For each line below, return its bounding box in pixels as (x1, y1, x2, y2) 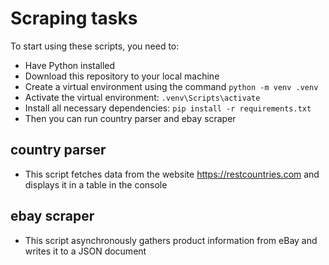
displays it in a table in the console (24, 178, 168, 191)
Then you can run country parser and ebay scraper (24, 112, 237, 124)
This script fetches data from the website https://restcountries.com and (24, 168, 320, 180)
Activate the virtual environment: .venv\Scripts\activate (24, 91, 261, 103)
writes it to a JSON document (24, 245, 147, 257)
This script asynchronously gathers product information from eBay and (24, 234, 318, 246)
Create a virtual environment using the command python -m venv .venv (24, 80, 319, 92)
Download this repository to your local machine (24, 70, 220, 82)
